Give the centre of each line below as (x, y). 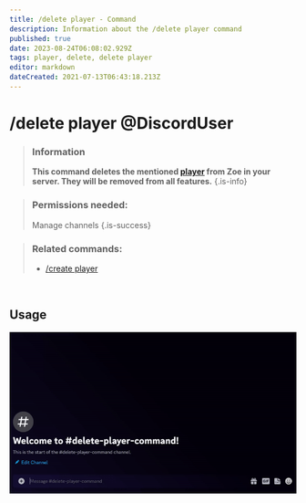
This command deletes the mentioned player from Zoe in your (151, 172)
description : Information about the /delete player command (126, 29)
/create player (71, 268)
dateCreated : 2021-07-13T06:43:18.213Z (85, 78)
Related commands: (77, 248)
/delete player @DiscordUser (122, 124)
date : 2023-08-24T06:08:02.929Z (71, 48)
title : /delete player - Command (73, 19)
